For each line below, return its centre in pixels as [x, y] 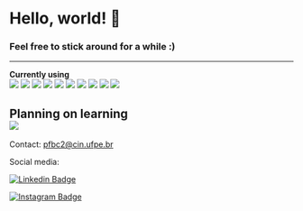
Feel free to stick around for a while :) [92, 47]
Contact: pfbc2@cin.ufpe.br [62, 144]
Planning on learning [69, 113]
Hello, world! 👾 [65, 18]
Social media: [35, 162]
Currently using [40, 75]
